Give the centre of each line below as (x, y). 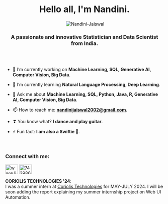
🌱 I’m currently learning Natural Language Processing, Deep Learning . (86, 84)
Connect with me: (27, 156)
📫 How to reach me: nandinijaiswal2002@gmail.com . (70, 110)
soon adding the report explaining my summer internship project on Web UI (83, 192)
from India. (85, 43)
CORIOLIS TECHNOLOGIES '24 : (38, 181)
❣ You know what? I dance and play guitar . (58, 121)
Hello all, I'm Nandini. (85, 9)
